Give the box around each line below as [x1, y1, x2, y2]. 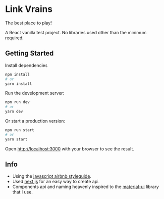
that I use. [12, 189, 33, 195]
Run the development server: [5, 90, 64, 96]
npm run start [5, 128, 35, 133]
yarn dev [5, 109, 23, 114]
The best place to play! [5, 20, 52, 26]
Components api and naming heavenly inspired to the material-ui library [12, 184, 159, 190]
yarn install [5, 81, 32, 86]
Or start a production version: [5, 118, 65, 124]
